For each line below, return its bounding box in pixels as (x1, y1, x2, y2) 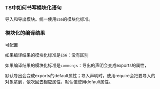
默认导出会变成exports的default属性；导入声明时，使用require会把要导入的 (5, 72, 156, 78)
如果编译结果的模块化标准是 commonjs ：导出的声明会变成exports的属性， (5, 62, 149, 68)
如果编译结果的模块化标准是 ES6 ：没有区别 (5, 52, 89, 58)
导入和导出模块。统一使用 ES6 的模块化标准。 (5, 16, 93, 22)
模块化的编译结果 (5, 30, 45, 36)
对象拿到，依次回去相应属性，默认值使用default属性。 (5, 79, 114, 85)
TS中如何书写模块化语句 (5, 4, 62, 11)
